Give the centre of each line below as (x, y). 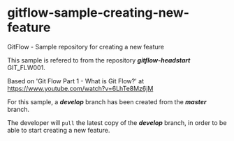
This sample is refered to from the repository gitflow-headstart (99, 60)
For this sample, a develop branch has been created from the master (107, 101)
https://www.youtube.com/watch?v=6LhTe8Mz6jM (80, 88)
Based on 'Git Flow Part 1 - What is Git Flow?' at (76, 81)
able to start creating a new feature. (59, 130)
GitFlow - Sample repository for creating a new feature (86, 47)
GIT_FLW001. (26, 67)
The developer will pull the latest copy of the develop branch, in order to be (117, 122)
